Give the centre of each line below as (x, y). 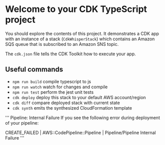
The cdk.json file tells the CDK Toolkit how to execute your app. (71, 54)
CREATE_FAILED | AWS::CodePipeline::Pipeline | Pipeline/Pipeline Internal (81, 133)
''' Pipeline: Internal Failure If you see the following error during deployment (83, 118)
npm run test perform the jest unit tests (53, 92)
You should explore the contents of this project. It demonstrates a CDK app (82, 33)
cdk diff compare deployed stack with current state (66, 103)
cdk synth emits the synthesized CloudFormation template (72, 108)
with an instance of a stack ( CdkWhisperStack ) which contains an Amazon (80, 39)
